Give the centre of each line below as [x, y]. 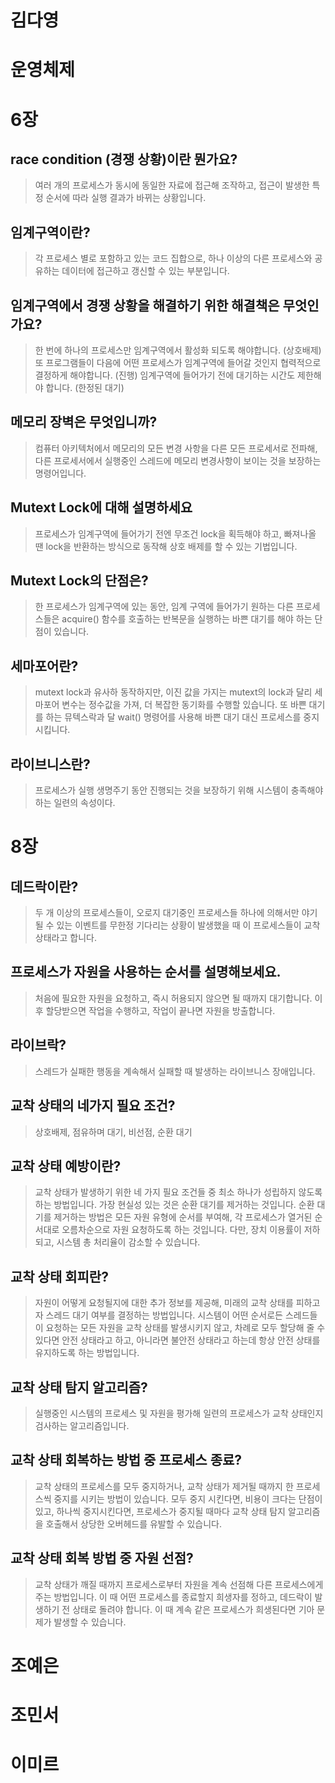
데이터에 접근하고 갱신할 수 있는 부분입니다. [145, 271]
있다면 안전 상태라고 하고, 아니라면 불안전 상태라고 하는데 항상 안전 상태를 [177, 1340]
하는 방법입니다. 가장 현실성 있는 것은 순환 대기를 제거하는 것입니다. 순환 [174, 1205]
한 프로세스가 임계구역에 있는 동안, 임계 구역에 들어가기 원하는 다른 [164, 607]
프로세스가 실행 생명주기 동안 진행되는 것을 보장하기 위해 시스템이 [161, 790]
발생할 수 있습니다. [90, 1622]
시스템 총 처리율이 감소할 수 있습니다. [128, 1242]
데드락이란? [44, 886]
